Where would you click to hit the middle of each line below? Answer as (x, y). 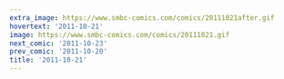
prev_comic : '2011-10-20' (58, 52)
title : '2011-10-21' (49, 60)
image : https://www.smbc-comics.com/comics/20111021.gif (120, 35)
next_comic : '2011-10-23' (58, 43)
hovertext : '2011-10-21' (56, 26)
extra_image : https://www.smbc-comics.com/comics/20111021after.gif (142, 18)
